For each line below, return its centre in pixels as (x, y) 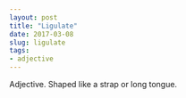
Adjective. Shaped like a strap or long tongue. (93, 84)
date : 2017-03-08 (42, 34)
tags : (19, 51)
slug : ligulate (38, 42)
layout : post (34, 17)
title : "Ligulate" (43, 26)
